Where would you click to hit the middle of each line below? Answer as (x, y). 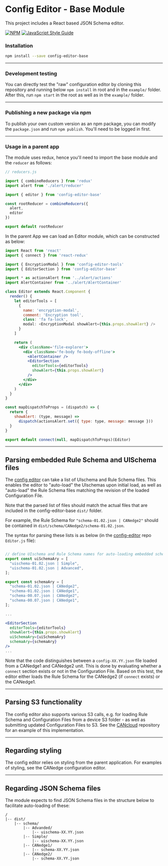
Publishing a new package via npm (48, 112)
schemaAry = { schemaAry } (33, 642)
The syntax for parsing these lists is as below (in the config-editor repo (78, 535)
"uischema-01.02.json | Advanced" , (47, 568)
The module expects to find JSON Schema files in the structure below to (80, 800)
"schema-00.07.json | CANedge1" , (44, 600)
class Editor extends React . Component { (48, 292)
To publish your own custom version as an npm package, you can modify (80, 123)
